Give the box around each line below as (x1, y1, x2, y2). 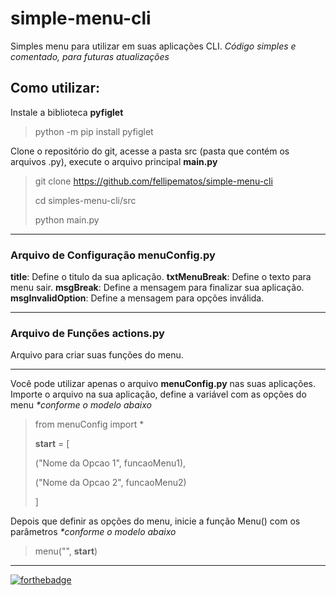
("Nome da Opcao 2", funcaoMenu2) (34, 477, 187, 489)
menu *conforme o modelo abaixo (10, 399, 152, 411)
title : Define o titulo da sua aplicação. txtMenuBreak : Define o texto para (10, 271, 312, 283)
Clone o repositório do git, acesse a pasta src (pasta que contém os (10, 145, 290, 157)
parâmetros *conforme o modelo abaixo (10, 526, 177, 538)
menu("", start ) (34, 545, 98, 557)
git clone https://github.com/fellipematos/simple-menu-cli (34, 175, 273, 187)
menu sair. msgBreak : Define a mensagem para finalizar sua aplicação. (10, 282, 305, 294)
